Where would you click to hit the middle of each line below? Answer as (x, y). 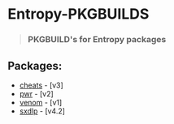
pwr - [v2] (36, 93)
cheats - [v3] (41, 85)
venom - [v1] (41, 102)
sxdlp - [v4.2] (42, 111)
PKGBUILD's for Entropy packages (97, 40)
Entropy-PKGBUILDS (78, 14)
